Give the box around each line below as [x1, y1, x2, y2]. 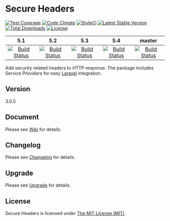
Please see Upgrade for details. [5, 182, 71, 188]
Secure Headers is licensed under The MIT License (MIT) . [5, 210, 126, 216]
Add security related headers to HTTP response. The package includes [5, 65, 154, 71]
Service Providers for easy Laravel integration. [5, 70, 102, 76]
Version [5, 85, 30, 93]
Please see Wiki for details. [5, 126, 62, 132]
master [140, 37, 157, 44]
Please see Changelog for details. [5, 154, 76, 160]
